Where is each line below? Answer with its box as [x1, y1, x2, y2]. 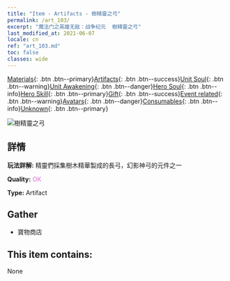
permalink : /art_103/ [7, 17, 70, 24]
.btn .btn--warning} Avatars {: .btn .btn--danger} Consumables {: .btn [7, 97, 200, 105]
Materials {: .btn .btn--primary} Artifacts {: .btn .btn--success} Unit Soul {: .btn [7, 75, 224, 83]
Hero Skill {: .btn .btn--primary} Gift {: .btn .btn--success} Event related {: [20, 89, 223, 98]
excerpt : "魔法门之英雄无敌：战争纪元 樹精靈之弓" [7, 23, 141, 30]
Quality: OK [7, 175, 42, 183]
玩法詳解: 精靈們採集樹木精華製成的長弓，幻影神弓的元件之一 [7, 161, 183, 169]
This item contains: [7, 248, 93, 260]
